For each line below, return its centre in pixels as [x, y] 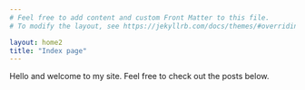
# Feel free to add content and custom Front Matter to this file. [140, 18]
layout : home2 [36, 42]
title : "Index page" [49, 50]
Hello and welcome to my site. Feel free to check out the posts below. [139, 76]
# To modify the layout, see [64, 26]
